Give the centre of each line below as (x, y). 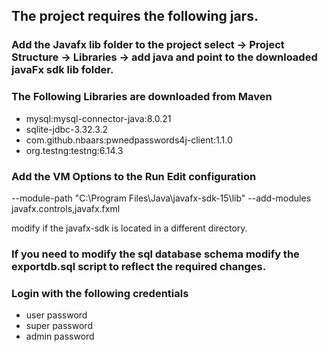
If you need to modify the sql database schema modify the (155, 254)
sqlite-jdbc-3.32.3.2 (67, 129)
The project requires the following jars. (135, 16)
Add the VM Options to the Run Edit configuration (134, 176)
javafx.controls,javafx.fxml (66, 208)
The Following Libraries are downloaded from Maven (142, 97)
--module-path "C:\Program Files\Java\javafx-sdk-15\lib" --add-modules (161, 198)
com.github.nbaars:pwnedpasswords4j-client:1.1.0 (129, 140)
